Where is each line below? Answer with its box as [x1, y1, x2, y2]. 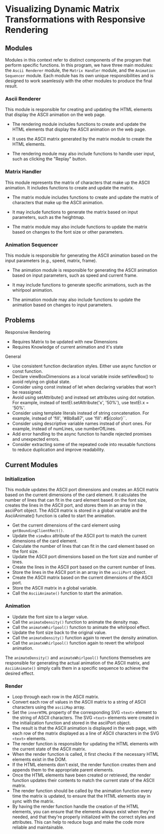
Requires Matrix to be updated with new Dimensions [12, 338, 118, 345]
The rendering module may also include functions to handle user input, [12, 151, 155, 157]
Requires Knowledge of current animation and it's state [12, 344, 123, 350]
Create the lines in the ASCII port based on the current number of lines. [12, 564, 156, 570]
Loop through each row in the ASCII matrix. [12, 693, 99, 699]
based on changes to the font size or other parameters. [12, 229, 124, 235]
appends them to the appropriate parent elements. [12, 767, 114, 773]
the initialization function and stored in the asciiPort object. [12, 719, 131, 726]
